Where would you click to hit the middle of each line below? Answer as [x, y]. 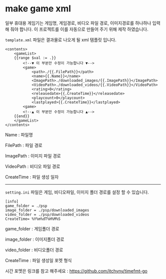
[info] [12, 202]
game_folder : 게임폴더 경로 [32, 228]
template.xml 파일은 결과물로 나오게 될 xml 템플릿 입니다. [61, 40]
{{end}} [22, 116]
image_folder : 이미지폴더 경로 [35, 239]
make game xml [38, 9]
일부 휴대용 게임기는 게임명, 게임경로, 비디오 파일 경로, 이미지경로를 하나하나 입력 [83, 23]
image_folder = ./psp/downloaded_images [47, 210]
